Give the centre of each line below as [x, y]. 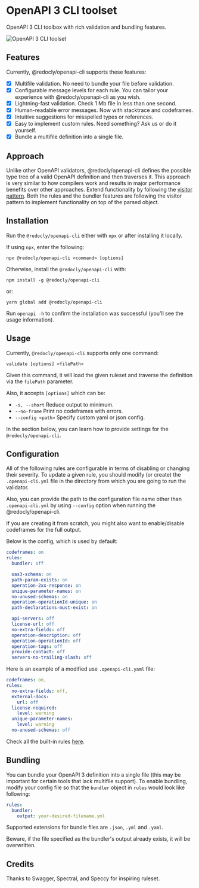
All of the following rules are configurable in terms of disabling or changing [98, 468]
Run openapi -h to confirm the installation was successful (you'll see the [95, 313]
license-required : [35, 708]
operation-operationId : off [46, 641]
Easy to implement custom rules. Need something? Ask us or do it [96, 124]
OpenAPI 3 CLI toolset [62, 10]
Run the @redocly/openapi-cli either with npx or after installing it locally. [94, 235]
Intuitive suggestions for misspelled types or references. [84, 117]
